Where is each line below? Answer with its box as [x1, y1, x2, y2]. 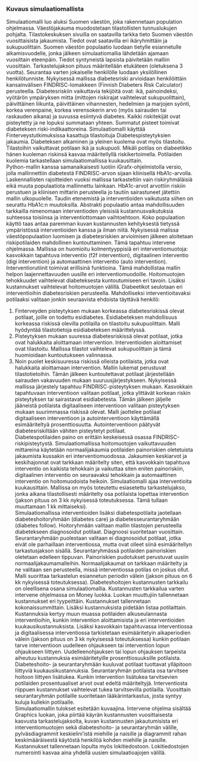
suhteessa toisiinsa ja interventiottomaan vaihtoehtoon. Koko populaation [6, 214, 185, 221]
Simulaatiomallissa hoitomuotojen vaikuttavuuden [55, 440, 176, 447]
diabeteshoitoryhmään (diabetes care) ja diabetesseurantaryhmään [14, 516, 180, 523]
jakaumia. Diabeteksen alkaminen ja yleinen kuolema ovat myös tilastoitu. [6, 138, 185, 146]
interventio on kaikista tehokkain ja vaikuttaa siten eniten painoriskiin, [14, 465, 185, 472]
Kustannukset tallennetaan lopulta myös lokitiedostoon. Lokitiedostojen [14, 743, 189, 750]
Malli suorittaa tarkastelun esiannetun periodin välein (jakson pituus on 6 [14, 573, 193, 580]
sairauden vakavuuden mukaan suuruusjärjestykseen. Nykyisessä [14, 377, 177, 384]
